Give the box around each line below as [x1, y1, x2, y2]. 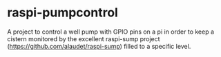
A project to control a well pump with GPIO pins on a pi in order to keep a [7, 27, 215, 36]
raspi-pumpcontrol [7, 5, 119, 21]
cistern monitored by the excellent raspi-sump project [7, 34, 160, 43]
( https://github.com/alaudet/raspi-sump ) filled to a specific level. [7, 42, 191, 50]
